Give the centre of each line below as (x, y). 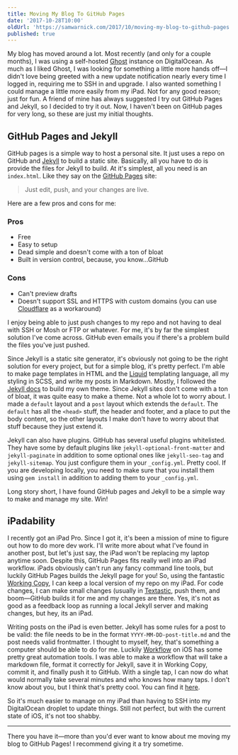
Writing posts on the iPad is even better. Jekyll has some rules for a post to (117, 627)
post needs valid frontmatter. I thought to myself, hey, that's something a (113, 642)
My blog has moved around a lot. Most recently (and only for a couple (109, 54)
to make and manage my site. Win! (58, 499)
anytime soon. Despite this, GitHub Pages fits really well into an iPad (107, 561)
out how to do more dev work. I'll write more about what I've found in (108, 545)
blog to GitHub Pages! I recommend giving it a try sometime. (96, 744)
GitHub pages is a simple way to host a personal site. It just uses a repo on (116, 154)
